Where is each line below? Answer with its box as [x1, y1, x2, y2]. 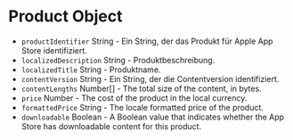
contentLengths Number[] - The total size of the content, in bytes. [20, 83, 262, 94]
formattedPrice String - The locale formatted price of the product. [20, 102, 265, 112]
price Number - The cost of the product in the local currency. [20, 92, 248, 103]
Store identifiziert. [20, 45, 88, 55]
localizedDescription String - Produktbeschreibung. [20, 54, 216, 65]
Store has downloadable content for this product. [20, 120, 202, 131]
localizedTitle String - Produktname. [20, 64, 161, 75]
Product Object [8, 6, 123, 27]
